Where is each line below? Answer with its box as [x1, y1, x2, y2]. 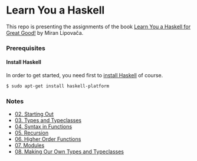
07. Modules [14, 142, 45, 149]
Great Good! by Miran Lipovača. [6, 29, 84, 36]
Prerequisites [6, 44, 45, 52]
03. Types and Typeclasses [14, 117, 82, 124]
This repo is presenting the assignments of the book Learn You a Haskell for [6, 23, 191, 30]
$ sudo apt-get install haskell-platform [6, 83, 110, 89]
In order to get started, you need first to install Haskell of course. [6, 72, 163, 79]
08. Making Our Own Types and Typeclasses [14, 148, 124, 155]
